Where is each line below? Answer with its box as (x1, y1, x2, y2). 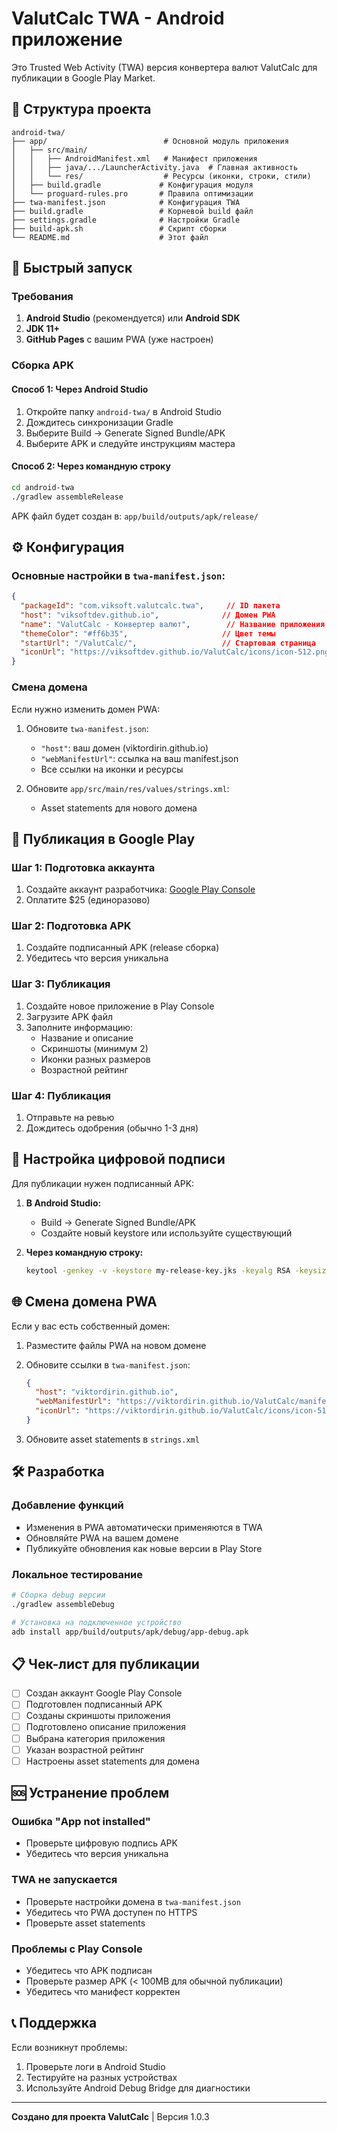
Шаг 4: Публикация (11, 1088, 112, 1102)
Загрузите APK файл (25, 1010, 113, 1022)
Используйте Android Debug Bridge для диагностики (25, 2082, 251, 2094)
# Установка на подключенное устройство (11, 1617, 183, 1627)
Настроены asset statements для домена (25, 1755, 200, 1767)
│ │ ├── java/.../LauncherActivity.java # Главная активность (11, 162, 299, 172)
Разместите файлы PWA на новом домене (25, 1339, 207, 1351)
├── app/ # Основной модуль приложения (11, 136, 289, 146)
